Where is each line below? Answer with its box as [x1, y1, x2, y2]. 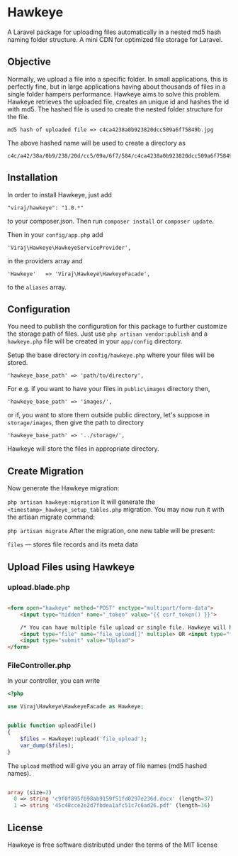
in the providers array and [7, 256, 83, 265]
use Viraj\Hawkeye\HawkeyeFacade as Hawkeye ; [7, 703, 144, 710]
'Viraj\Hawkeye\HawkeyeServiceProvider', [7, 244, 132, 251]
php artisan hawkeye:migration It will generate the [7, 498, 156, 506]
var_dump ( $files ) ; [20, 742, 74, 749]
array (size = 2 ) [7, 789, 52, 796]
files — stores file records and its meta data [7, 540, 138, 549]
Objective [7, 56, 52, 68]
